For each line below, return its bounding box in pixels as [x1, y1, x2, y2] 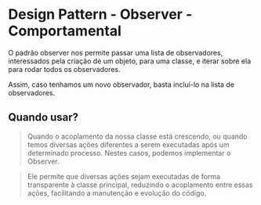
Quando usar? [8, 111, 79, 124]
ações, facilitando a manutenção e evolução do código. [27, 188, 207, 197]
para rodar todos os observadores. [8, 64, 121, 74]
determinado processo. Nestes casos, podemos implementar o [27, 148, 231, 157]
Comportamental [8, 22, 121, 40]
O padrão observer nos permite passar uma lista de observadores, [8, 48, 223, 57]
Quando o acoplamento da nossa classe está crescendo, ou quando [27, 131, 248, 141]
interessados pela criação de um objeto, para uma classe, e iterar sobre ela [8, 56, 252, 66]
